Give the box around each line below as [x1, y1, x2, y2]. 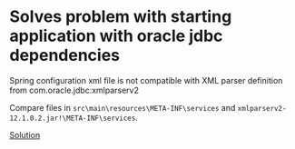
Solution [9, 129, 41, 140]
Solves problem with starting [9, 6, 232, 27]
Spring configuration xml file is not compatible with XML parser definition [9, 74, 283, 85]
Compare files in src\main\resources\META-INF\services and [9, 102, 236, 113]
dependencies [9, 45, 121, 65]
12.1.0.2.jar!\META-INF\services [9, 114, 136, 123]
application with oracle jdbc [9, 25, 223, 46]
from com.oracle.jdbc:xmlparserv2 [9, 84, 139, 95]
